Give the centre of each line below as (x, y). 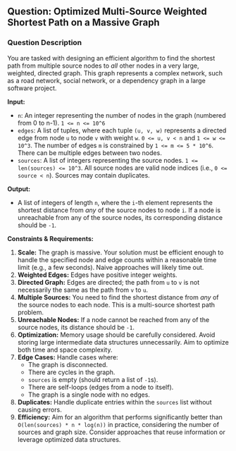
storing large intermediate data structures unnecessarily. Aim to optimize (123, 342)
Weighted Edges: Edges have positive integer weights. (97, 275)
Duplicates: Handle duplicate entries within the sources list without (114, 402)
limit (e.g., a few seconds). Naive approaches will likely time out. (111, 267)
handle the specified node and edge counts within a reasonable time (117, 259)
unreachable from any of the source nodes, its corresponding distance (120, 217)
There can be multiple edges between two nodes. (89, 153)
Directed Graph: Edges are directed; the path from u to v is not (108, 282)
